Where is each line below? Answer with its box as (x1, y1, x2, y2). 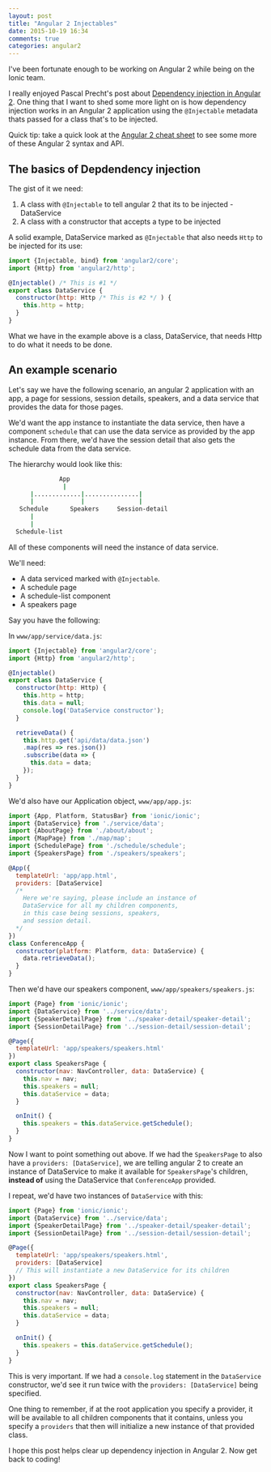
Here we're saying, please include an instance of (23, 894, 197, 902)
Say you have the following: (8, 615, 101, 625)
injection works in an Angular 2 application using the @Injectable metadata (8, 106, 259, 116)
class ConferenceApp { (8, 939, 85, 948)
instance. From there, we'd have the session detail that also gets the (8, 434, 235, 444)
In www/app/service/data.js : (8, 631, 103, 640)
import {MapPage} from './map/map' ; (8, 834, 132, 843)
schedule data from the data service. (8, 443, 132, 453)
